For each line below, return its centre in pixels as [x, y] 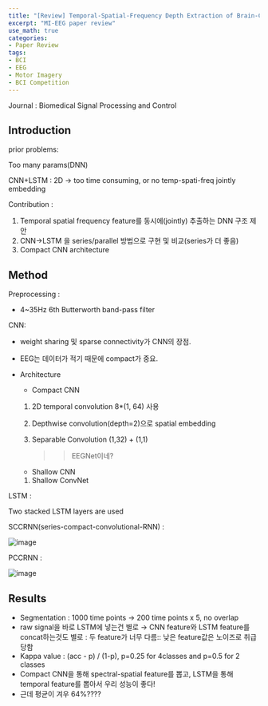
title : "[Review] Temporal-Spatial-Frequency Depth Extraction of [121, 16]
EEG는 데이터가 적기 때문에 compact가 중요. [89, 359]
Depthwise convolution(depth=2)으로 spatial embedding [124, 423]
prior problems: [33, 149]
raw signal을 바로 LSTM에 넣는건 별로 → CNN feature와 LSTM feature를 [135, 627]
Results [28, 599]
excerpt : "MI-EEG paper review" [62, 23]
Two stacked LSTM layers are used [66, 511]
